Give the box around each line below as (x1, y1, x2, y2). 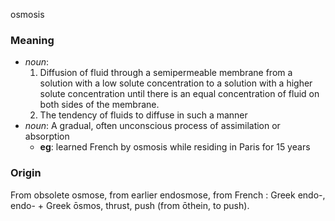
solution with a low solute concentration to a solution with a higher (39, 77, 313, 89)
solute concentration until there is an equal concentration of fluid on (39, 88, 320, 100)
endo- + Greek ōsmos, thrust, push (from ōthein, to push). (10, 199, 250, 211)
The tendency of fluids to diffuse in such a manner (39, 109, 248, 121)
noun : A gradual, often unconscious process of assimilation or (24, 120, 281, 132)
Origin (10, 166, 42, 180)
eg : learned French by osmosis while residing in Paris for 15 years (39, 141, 311, 153)
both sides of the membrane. (39, 99, 160, 111)
